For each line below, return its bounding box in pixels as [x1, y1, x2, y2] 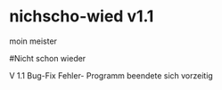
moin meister [9, 36, 58, 46]
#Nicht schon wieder [9, 53, 86, 63]
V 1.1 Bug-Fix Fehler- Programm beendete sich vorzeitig [9, 70, 214, 81]
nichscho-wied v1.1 [9, 6, 154, 27]
